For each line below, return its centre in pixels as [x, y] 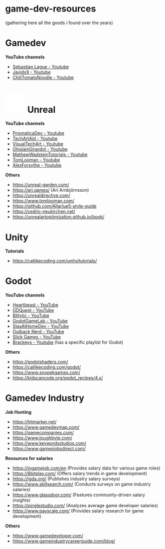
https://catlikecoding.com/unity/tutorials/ [55, 261]
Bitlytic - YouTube [31, 316]
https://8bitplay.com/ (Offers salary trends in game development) [80, 474]
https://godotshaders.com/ [40, 362]
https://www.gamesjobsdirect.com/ [49, 449]
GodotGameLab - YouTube [40, 321]
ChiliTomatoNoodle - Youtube [43, 77]
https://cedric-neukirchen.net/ [44, 211]
